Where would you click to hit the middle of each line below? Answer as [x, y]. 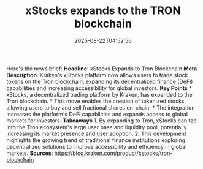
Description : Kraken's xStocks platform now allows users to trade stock [97, 75]
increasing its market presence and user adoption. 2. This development [97, 133]
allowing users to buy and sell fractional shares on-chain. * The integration [101, 107]
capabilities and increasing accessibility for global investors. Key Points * [99, 88]
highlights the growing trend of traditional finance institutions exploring [96, 140]
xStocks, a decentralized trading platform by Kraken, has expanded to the [99, 94]
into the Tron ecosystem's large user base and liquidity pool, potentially [97, 127]
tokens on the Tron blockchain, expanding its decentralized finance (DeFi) [100, 81]
